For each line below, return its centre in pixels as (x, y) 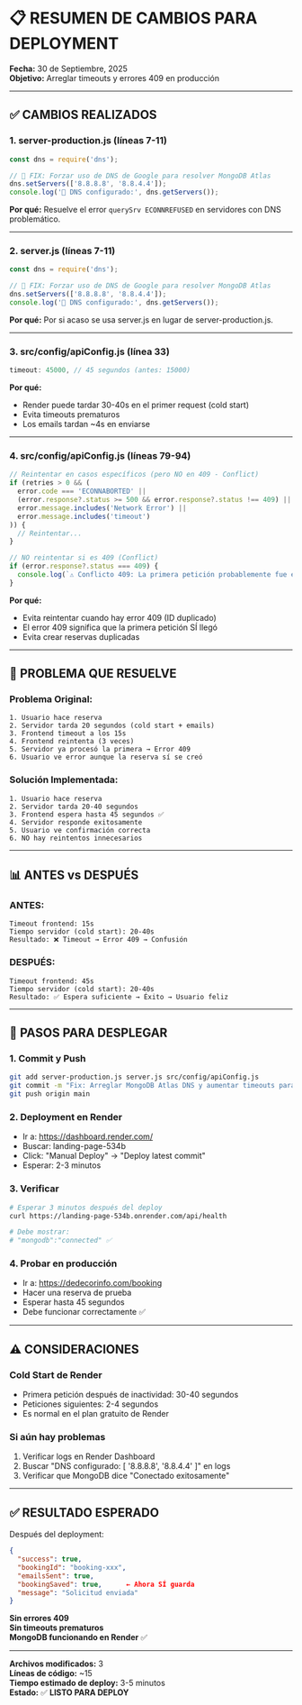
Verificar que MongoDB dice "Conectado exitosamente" (126, 1476)
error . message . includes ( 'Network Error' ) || (102, 508)
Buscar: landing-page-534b (74, 1146)
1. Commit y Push (48, 1059)
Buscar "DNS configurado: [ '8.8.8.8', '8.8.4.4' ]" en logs (126, 1466)
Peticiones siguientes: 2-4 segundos (90, 1404)
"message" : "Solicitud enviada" (78, 1592)
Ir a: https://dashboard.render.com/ (88, 1136)
